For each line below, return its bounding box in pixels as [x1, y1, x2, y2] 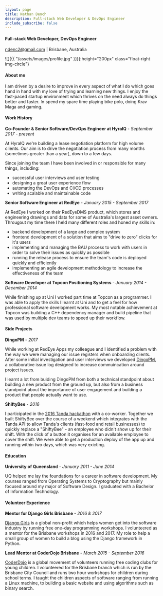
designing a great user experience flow [12, 180, 91, 185]
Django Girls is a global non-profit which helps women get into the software [5, 520, 157, 526]
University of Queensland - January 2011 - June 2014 [5, 464, 114, 470]
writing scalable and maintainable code [12, 190, 91, 196]
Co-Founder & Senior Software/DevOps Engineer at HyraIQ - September [5, 126, 153, 131]
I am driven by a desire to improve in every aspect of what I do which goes [5, 83, 155, 89]
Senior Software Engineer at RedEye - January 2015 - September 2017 [5, 199, 149, 205]
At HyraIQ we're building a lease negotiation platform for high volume [5, 140, 144, 146]
